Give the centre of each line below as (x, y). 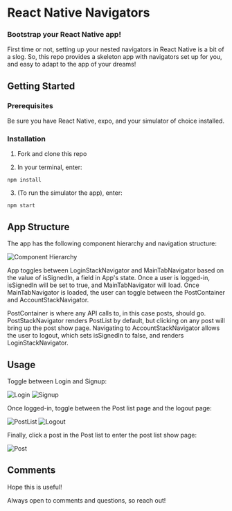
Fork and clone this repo (52, 154)
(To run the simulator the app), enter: (70, 193)
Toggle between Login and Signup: (57, 381)
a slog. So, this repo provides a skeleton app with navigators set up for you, (115, 57)
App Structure (38, 227)
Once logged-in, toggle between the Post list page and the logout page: (110, 408)
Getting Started (41, 86)
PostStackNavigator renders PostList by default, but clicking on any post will (116, 321)
